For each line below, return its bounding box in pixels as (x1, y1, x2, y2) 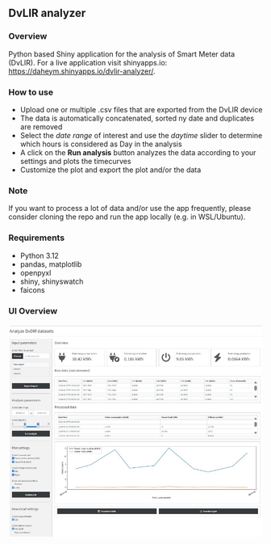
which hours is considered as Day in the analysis (19, 139, 183, 149)
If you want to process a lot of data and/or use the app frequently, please (8, 204, 252, 213)
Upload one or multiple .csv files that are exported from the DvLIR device (19, 104, 263, 114)
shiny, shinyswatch (19, 276, 84, 286)
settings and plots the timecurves (19, 156, 131, 166)
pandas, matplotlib (19, 259, 82, 269)
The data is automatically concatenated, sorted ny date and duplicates (19, 113, 255, 123)
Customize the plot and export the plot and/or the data (19, 165, 202, 175)
